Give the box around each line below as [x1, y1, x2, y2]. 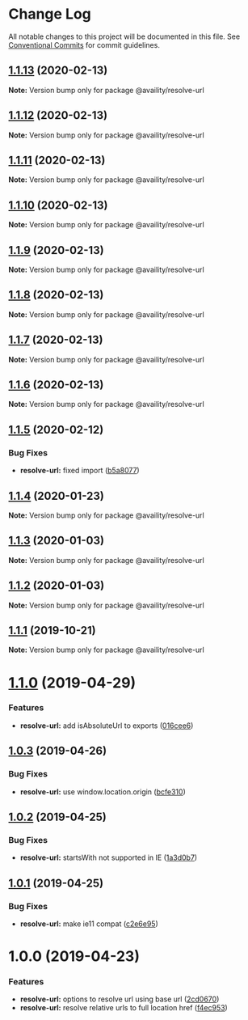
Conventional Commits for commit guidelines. [8, 40, 160, 49]
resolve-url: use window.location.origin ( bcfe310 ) [19, 786, 186, 797]
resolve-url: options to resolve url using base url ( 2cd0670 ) [19, 994, 220, 1004]
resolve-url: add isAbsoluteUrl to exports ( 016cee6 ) [19, 721, 194, 730]
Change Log [8, 5, 91, 23]
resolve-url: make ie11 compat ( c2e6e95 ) [19, 919, 159, 929]
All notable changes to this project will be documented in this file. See [8, 32, 241, 41]
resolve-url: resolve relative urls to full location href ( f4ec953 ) [19, 1003, 228, 1013]
